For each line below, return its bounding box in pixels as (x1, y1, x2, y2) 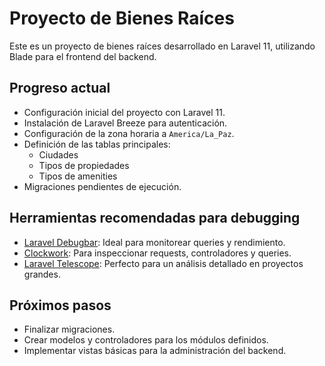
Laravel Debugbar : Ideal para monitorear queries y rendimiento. (23, 236, 286, 248)
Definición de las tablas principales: (23, 138, 171, 150)
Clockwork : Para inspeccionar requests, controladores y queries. (23, 247, 292, 259)
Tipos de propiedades (38, 159, 130, 171)
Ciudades (38, 148, 79, 161)
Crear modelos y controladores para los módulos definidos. (23, 334, 269, 346)
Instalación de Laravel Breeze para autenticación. (23, 117, 228, 129)
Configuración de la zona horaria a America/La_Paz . (23, 127, 235, 139)
